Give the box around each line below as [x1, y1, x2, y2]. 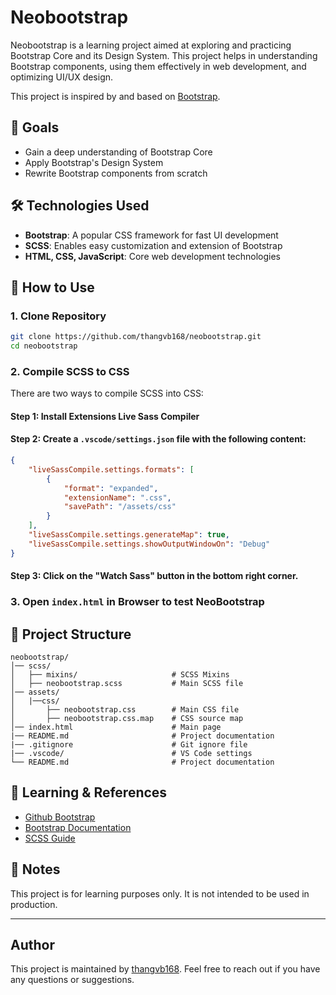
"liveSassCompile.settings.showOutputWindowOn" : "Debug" [28, 539, 271, 549]
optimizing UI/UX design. [10, 71, 114, 83]
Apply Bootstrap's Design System [24, 156, 164, 168]
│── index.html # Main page [10, 722, 222, 733]
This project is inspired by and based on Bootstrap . [10, 90, 221, 102]
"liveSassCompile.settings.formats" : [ [28, 464, 195, 475]
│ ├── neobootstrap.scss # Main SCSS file [10, 679, 244, 689]
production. [10, 898, 58, 910]
